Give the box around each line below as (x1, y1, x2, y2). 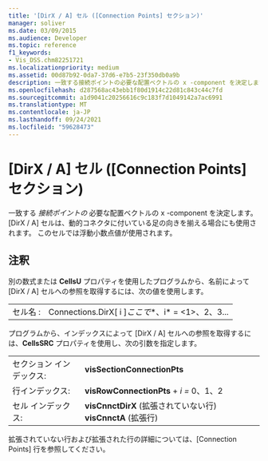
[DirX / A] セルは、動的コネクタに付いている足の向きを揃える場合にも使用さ (8, 217, 257, 228)
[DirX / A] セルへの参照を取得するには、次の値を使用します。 (8, 286, 208, 296)
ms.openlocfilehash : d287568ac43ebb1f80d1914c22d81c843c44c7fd (8, 85, 223, 94)
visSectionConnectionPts (85, 364, 184, 375)
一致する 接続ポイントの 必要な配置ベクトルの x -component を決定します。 (8, 208, 258, 217)
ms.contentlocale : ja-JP (8, 109, 91, 117)
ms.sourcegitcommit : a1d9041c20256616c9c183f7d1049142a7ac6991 (8, 93, 223, 101)
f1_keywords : (8, 49, 52, 57)
